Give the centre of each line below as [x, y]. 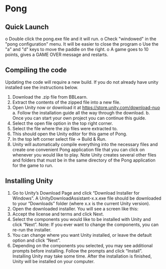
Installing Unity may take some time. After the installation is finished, [82, 256]
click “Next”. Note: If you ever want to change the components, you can [85, 224]
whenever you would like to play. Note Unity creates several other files [84, 155]
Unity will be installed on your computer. [54, 261]
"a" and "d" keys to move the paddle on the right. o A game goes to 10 [77, 49]
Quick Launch [27, 27]
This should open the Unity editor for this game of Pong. [70, 134]
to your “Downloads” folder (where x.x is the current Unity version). [81, 203]
